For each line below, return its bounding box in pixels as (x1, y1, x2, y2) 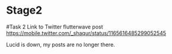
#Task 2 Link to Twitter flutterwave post (6, 23, 103, 30)
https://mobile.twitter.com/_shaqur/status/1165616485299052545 (6, 29, 167, 36)
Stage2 (6, 4, 43, 17)
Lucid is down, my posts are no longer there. (6, 41, 116, 48)
